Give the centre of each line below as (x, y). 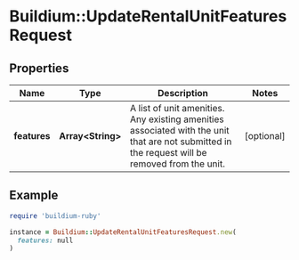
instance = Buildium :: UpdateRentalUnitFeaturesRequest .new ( (123, 232)
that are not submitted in (181, 142)
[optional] (265, 136)
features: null (45, 240)
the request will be (168, 153)
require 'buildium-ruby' (55, 215)
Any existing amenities (177, 119)
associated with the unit (179, 130)
